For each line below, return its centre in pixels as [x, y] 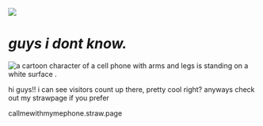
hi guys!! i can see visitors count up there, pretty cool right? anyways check [131, 89]
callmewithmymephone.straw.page [65, 113]
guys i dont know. [68, 44]
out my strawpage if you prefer [59, 97]
